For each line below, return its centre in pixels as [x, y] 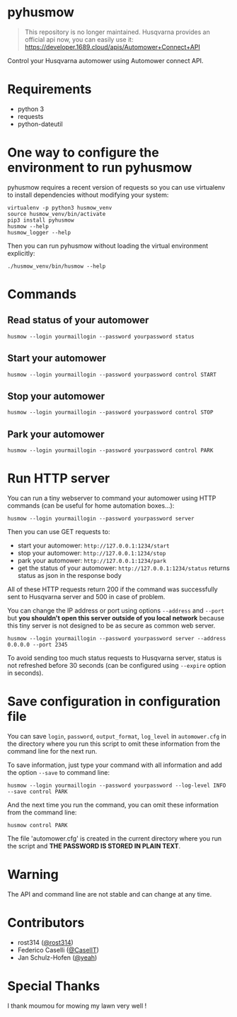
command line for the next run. [52, 751]
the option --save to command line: [58, 773]
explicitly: [21, 253]
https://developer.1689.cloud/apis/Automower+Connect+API [112, 47]
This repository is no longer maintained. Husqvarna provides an [117, 32]
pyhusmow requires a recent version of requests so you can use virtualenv [116, 187]
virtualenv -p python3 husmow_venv [60, 208]
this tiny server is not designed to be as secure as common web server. [111, 626]
